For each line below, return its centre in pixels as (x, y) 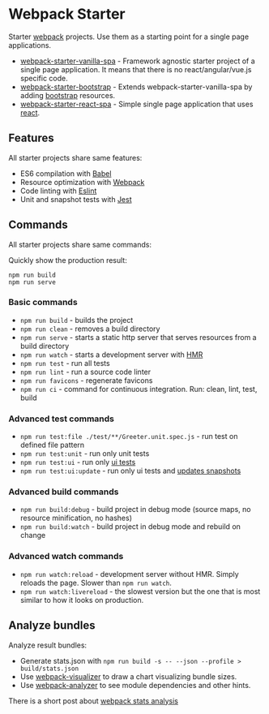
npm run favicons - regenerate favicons (86, 380)
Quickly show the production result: (68, 260)
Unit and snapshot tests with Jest (76, 199)
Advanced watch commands (66, 557)
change (33, 535)
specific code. (44, 78)
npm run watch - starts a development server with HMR (111, 355)
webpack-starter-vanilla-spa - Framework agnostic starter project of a (137, 61)
